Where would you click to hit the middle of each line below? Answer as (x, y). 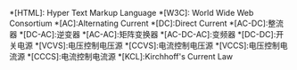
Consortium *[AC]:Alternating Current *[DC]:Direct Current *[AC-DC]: (139, 23)
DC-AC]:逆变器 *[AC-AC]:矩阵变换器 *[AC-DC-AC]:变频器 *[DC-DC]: (151, 34)
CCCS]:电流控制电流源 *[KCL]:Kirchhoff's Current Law (134, 56)
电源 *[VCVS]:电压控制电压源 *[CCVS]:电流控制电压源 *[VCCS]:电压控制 (148, 45)
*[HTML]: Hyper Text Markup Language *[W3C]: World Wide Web (132, 13)
